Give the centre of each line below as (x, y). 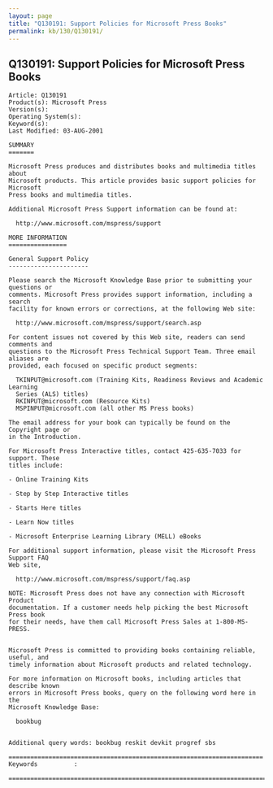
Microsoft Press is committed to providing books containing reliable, (132, 651)
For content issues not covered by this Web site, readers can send (127, 337)
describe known (34, 686)
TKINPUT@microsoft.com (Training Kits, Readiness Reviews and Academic (140, 380)
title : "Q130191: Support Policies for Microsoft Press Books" (118, 24)
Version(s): (28, 110)
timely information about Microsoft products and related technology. (130, 665)
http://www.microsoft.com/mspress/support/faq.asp (103, 579)
